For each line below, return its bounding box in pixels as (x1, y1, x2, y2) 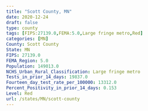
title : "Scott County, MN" (6, 8, 72, 15)
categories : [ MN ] (6, 36, 49, 42)
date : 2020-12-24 (6, 14, 49, 20)
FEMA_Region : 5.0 (6, 58, 49, 63)
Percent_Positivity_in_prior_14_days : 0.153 (6, 85, 117, 91)
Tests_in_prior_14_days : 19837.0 (6, 74, 88, 80)
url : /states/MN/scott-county (6, 96, 80, 102)
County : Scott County (6, 42, 59, 48)
